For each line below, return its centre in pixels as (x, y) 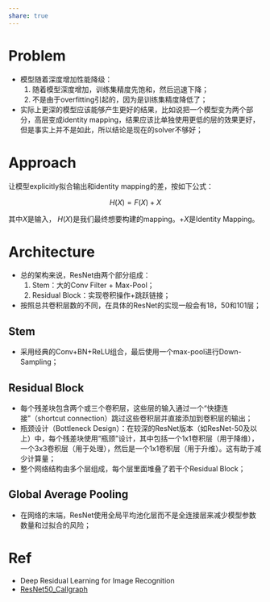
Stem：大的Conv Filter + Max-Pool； (93, 285)
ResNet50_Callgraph (54, 589)
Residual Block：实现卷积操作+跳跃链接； (101, 295)
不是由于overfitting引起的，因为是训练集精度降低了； (120, 99)
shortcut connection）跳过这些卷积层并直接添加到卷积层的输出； (145, 418)
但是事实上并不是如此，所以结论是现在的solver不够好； (112, 129)
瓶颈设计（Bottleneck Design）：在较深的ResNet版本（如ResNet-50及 (135, 429)
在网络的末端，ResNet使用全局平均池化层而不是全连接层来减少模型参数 (138, 515)
